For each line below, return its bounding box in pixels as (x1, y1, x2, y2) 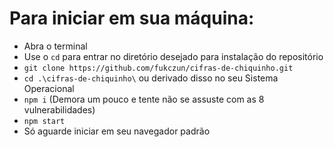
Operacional (23, 82, 75, 94)
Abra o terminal (23, 40, 88, 52)
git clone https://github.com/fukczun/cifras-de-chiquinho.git (23, 63, 294, 73)
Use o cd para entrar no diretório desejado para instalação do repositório (23, 50, 324, 62)
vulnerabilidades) (23, 103, 96, 116)
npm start (23, 116, 66, 126)
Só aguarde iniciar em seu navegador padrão (23, 125, 211, 137)
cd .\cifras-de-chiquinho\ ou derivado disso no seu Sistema (23, 72, 279, 84)
